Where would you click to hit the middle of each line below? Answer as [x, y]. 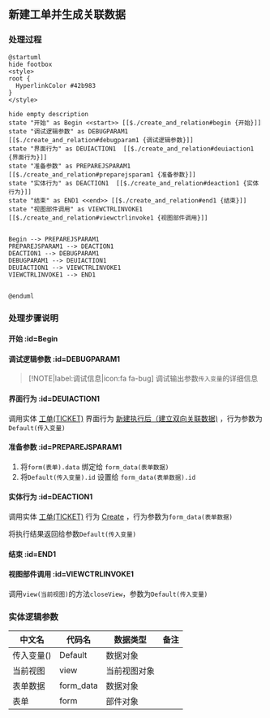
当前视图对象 [131, 671]
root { [19, 78]
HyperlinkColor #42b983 [56, 85]
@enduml [21, 296]
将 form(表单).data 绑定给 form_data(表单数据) [94, 467]
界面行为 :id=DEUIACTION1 [54, 398]
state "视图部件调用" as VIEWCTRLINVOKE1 [76, 209]
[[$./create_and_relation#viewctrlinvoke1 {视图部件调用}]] [108, 218]
